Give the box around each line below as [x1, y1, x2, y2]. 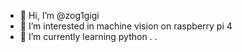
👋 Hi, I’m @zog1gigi [19, 10, 100, 21]
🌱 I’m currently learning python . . [19, 31, 158, 42]
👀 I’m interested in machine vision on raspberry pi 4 [19, 20, 233, 32]
